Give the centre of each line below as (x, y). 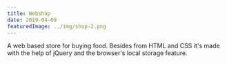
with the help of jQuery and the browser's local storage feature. (97, 53)
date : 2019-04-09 (32, 20)
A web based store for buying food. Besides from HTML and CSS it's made (113, 46)
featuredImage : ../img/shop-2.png (57, 26)
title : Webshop (29, 13)
